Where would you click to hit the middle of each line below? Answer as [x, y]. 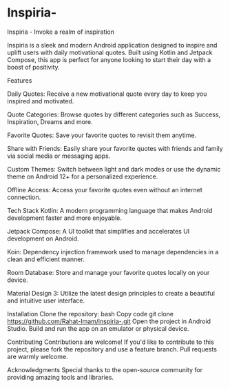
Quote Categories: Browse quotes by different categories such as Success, [114, 114]
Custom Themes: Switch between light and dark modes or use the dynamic [114, 169]
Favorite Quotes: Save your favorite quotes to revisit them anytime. [102, 135]
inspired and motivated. [41, 101]
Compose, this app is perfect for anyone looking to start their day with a [109, 59]
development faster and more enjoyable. [65, 218]
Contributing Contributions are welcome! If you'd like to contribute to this [111, 342]
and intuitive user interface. [46, 300]
